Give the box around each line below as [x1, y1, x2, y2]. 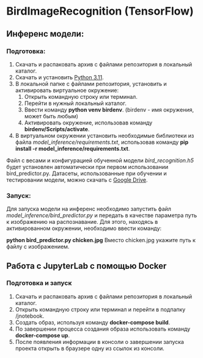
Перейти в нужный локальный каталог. [24, 99, 127, 107]
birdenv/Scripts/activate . [24, 125, 90, 132]
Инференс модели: [6, 29, 84, 39]
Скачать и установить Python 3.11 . [15, 73, 104, 81]
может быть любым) [24, 112, 78, 120]
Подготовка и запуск [6, 279, 72, 287]
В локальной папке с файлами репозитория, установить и [15, 80, 167, 87]
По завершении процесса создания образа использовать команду [15, 325, 191, 332]
